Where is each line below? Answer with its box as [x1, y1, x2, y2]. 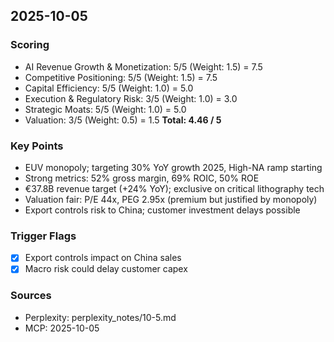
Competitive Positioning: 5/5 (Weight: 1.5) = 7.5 [24, 71, 218, 83]
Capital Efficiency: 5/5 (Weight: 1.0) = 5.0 [24, 82, 194, 94]
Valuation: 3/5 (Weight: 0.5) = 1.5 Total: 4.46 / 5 [24, 114, 222, 126]
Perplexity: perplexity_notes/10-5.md [24, 311, 177, 323]
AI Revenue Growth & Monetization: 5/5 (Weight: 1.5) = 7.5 [24, 60, 263, 73]
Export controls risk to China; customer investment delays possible [24, 204, 301, 216]
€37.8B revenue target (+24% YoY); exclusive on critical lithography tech [24, 182, 325, 194]
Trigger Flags [10, 229, 77, 243]
